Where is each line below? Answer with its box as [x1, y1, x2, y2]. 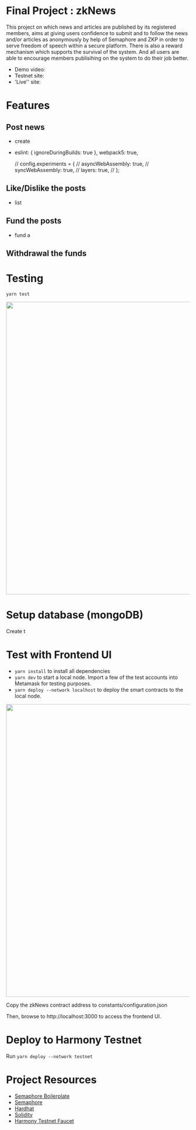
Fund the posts [6, 216, 62, 226]
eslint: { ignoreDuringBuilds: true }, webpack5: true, [14, 149, 138, 156]
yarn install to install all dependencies [14, 667, 110, 674]
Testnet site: [14, 72, 45, 79]
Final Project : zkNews [6, 4, 116, 18]
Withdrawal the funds [6, 248, 87, 258]
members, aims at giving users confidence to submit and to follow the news [6, 29, 188, 36]
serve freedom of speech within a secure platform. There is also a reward [6, 42, 183, 49]
